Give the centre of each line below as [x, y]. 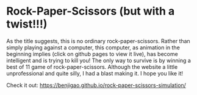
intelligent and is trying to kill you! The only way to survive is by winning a [99, 60]
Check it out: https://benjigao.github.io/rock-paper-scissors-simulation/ [96, 85]
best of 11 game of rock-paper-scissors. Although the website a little [92, 67]
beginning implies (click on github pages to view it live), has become [92, 54]
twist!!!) [27, 24]
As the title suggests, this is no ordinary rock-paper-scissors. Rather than [98, 41]
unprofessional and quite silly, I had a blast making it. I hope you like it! [95, 73]
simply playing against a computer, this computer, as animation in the [93, 47]
